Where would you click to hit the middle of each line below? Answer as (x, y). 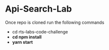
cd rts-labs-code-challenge (40, 32)
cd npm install (27, 37)
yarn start (22, 42)
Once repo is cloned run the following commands (55, 22)
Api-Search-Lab (39, 9)
